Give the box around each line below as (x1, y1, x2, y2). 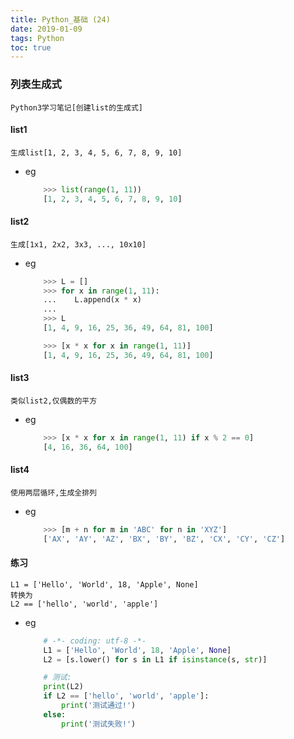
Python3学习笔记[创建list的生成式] (10, 102, 143, 113)
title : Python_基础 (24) (10, 14, 111, 25)
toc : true (10, 42, 52, 53)
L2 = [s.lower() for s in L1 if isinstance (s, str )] (43, 654, 268, 665)
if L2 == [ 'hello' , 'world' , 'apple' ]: (43, 691, 210, 701)
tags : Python (10, 33, 65, 43)
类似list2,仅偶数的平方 (10, 396, 98, 406)
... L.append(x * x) (43, 295, 142, 305)
